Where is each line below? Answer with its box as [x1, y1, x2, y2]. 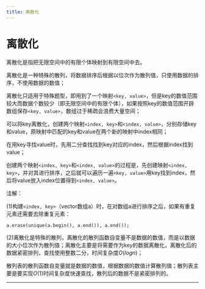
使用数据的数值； [22, 79, 65, 86]
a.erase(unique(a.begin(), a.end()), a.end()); [6, 222, 130, 229]
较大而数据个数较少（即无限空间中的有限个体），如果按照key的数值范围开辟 [6, 99, 195, 107]
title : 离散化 [6, 9, 40, 15]
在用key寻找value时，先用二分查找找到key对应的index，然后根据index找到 [6, 141, 193, 148]
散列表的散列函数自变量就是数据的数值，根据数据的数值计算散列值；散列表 [6, 262, 193, 269]
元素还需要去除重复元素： [6, 210, 71, 217]
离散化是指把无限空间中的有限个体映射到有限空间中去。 [6, 59, 145, 66]
